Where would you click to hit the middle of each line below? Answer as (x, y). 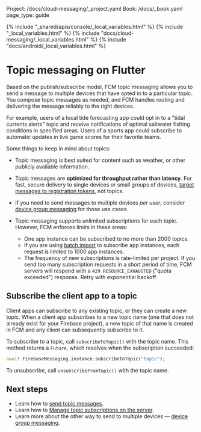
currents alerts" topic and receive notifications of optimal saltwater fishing (98, 124)
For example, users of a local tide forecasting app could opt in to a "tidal (96, 117)
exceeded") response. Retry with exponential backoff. (91, 277)
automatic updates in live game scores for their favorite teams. (84, 137)
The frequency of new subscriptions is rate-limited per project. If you (110, 258)
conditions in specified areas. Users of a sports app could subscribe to (94, 130)
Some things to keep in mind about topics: (59, 148)
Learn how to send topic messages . (59, 404)
